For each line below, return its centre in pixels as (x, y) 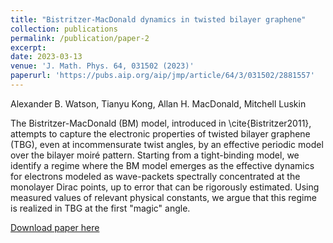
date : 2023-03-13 (46, 57)
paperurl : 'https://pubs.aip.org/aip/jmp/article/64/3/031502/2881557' (162, 76)
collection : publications (64, 29)
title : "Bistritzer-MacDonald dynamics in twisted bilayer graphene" (158, 19)
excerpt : (28, 47)
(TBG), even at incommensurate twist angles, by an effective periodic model (167, 144)
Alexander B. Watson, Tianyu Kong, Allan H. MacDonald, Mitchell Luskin (158, 103)
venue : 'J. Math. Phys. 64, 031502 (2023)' (102, 66)
